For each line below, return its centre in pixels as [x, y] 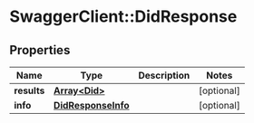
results [29, 90]
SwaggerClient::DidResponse [123, 17]
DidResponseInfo [91, 105]
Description [164, 76]
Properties [40, 50]
